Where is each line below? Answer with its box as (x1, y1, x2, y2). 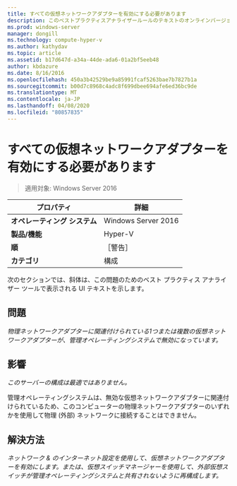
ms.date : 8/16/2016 (7, 69, 65, 76)
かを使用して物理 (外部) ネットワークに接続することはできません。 (7, 411, 201, 420)
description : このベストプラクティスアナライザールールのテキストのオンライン (7, 17, 211, 24)
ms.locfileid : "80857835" (7, 109, 83, 116)
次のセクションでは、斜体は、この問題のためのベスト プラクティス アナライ (7, 275, 227, 283)
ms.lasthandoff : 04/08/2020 (7, 102, 90, 109)
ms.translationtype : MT (7, 89, 78, 96)
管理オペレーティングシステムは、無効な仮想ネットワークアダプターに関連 (7, 393, 224, 402)
